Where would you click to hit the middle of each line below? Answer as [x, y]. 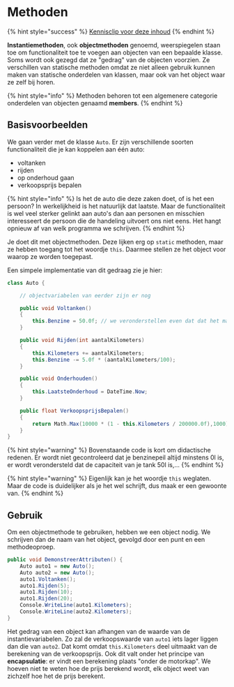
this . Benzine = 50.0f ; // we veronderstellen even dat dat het [126, 321]
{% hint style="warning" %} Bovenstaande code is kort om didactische [109, 450]
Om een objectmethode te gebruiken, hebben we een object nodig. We [109, 532]
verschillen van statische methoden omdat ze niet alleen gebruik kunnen [111, 67]
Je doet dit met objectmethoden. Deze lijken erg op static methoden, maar [115, 242]
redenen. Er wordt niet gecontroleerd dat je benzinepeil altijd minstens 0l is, [116, 457]
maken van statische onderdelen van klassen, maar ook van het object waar [116, 75]
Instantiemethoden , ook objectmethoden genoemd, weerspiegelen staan [114, 45]
